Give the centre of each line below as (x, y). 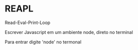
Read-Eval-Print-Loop (28, 22)
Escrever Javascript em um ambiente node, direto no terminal (69, 32)
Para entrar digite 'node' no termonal (43, 42)
